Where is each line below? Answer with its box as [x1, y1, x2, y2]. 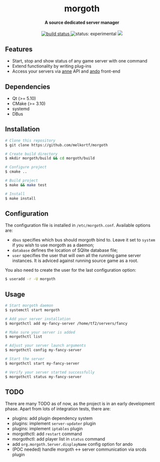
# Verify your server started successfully [5, 370, 95, 375]
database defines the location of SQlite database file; [12, 247, 118, 253]
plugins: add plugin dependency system [12, 415, 93, 422]
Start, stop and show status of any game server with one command [12, 58, 148, 64]
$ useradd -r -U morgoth [5, 277, 56, 281]
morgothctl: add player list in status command [12, 436, 105, 442]
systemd [12, 106, 30, 112]
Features [5, 45, 33, 53]
